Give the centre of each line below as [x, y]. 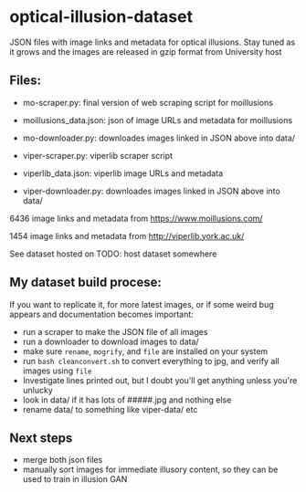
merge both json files [63, 460]
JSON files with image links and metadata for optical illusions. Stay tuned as [153, 42]
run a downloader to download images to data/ [111, 341]
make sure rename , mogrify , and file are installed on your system [145, 351]
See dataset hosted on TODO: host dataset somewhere [113, 254]
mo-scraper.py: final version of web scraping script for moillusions [148, 102]
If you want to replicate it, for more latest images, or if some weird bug [142, 304]
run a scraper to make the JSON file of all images [115, 331]
